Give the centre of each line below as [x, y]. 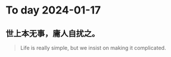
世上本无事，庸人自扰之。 [52, 33]
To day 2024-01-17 [53, 10]
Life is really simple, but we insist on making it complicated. [93, 48]
